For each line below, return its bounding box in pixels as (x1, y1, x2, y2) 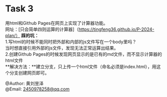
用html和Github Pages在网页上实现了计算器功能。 (5, 20, 108, 26)
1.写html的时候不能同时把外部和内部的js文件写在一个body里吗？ (5, 38, 137, 45)
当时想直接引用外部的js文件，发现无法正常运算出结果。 (5, 45, 119, 51)
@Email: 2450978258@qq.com (5, 86, 70, 92)
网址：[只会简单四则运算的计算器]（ (5, 26, 79, 32)
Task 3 (5, 3, 34, 14)
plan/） (5, 32, 21, 38)
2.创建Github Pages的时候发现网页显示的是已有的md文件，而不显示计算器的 (5, 51, 162, 57)
